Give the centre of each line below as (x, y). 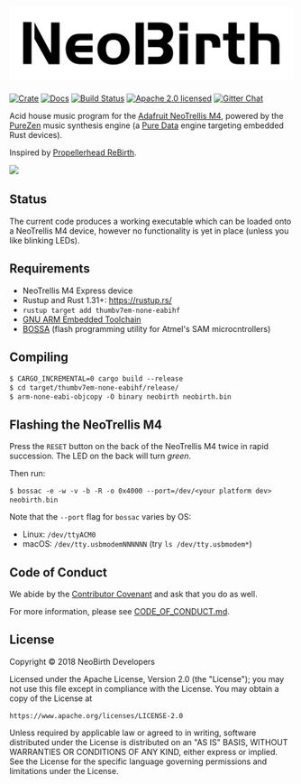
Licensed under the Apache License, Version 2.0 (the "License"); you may (147, 678)
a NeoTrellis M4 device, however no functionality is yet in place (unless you (149, 231)
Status (28, 200)
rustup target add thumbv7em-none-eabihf (101, 310)
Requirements (50, 269)
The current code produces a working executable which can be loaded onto (150, 221)
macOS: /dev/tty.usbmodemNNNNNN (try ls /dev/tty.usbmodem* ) (137, 544)
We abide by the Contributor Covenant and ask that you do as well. (134, 594)
